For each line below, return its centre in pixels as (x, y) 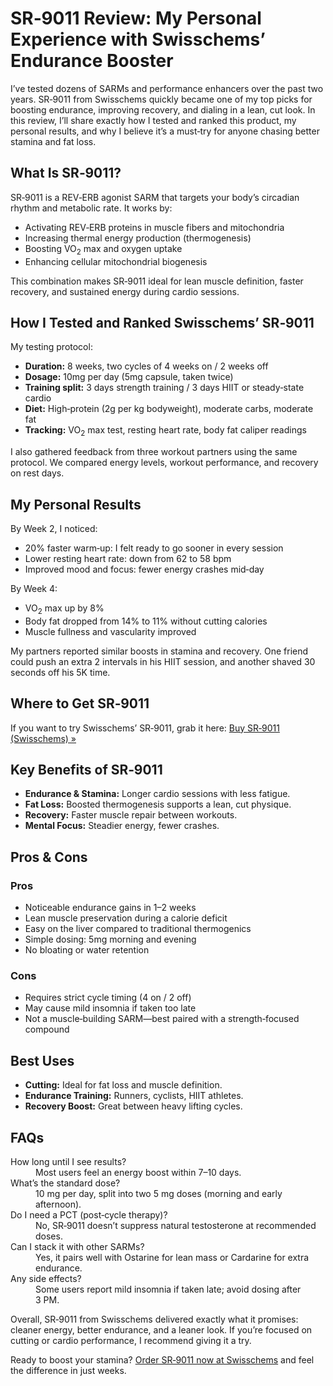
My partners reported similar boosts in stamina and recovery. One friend (159, 651)
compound (47, 1029)
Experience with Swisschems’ (138, 39)
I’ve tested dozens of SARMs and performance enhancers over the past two (167, 88)
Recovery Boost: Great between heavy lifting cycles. (133, 1106)
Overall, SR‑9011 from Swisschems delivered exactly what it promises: (154, 1319)
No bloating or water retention (87, 950)
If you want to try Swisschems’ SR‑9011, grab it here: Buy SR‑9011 (145, 728)
